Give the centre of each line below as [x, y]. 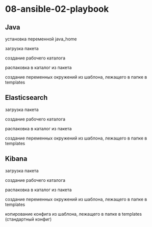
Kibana [16, 159]
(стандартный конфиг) [28, 219]
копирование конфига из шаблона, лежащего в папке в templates [74, 214]
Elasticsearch [26, 98]
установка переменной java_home [41, 39]
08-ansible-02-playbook [57, 9]
